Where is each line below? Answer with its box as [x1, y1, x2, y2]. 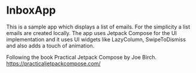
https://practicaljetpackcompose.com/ [6, 60, 101, 67]
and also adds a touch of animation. [6, 42, 95, 49]
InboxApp [6, 4, 56, 17]
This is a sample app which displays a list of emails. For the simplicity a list [6, 23, 191, 30]
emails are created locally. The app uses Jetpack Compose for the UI [6, 29, 177, 36]
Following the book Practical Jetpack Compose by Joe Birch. [6, 53, 157, 61]
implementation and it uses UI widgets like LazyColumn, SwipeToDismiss [6, 36, 186, 43]
